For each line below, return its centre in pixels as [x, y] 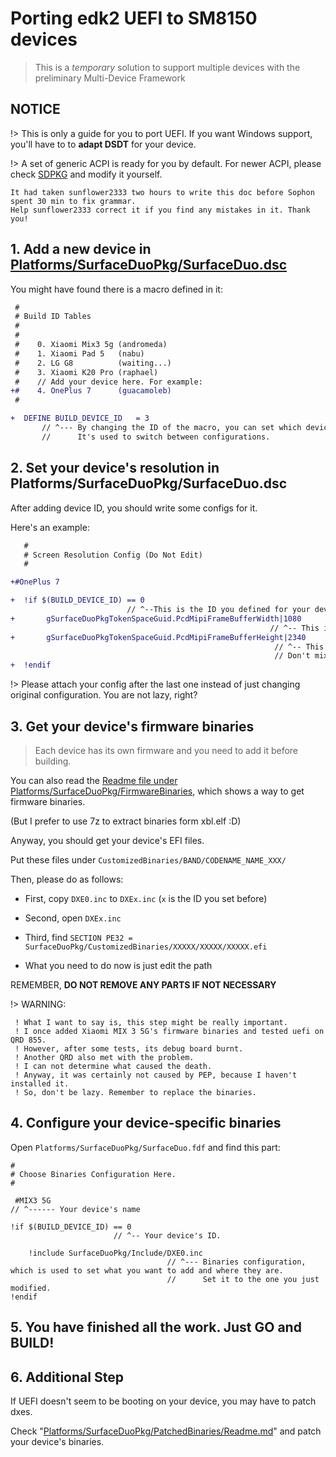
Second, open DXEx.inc [73, 918]
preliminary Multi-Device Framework [110, 78]
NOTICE [35, 109]
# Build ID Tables [53, 317]
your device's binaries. [57, 1441]
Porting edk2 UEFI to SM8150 [134, 18]
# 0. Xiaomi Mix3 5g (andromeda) [91, 345]
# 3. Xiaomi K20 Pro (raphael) [86, 372]
